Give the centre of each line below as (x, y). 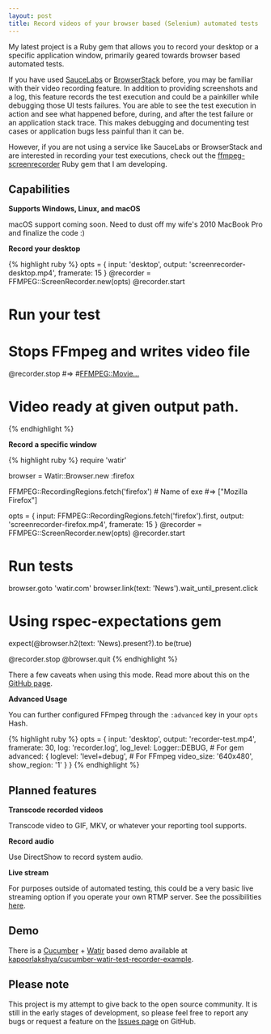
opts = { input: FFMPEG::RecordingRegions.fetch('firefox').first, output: (126, 516)
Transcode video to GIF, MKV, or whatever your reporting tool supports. (127, 826)
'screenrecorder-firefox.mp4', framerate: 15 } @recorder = (105, 525)
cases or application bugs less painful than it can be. (96, 131)
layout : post (30, 16)
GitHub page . (30, 683)
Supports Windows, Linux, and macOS (74, 209)
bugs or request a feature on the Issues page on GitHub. (102, 1021)
